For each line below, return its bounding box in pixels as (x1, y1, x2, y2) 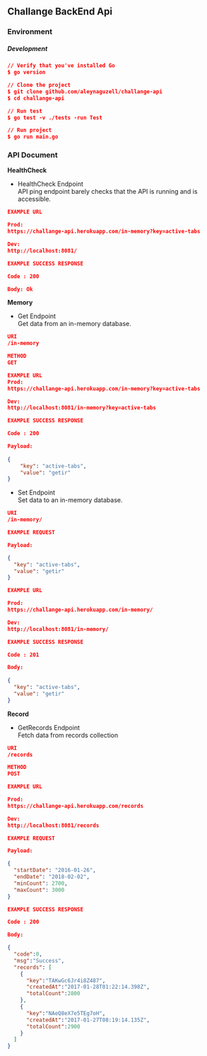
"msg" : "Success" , (13, 957, 65, 964)
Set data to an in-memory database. (17, 496, 123, 504)
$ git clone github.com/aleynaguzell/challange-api (7, 88, 162, 95)
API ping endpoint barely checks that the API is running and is (17, 187, 198, 196)
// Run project (7, 127, 52, 134)
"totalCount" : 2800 (25, 990, 81, 997)
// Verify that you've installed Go (7, 62, 115, 69)
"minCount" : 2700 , (13, 880, 69, 887)
